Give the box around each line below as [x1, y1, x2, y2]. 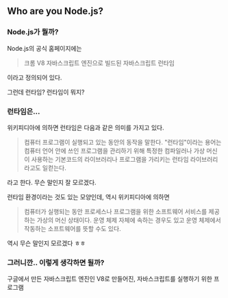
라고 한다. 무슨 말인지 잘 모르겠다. [7, 178, 97, 186]
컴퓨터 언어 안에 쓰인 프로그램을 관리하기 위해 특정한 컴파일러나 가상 [23, 147, 205, 155]
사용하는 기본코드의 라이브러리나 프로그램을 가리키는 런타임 [31, 155, 190, 163]
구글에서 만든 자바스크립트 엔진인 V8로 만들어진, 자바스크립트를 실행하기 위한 [7, 275, 212, 283]
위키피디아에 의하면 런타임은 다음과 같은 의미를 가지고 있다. [7, 123, 164, 132]
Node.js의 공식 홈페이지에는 [7, 44, 82, 52]
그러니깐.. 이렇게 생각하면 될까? [7, 258, 105, 267]
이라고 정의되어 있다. [7, 73, 62, 82]
